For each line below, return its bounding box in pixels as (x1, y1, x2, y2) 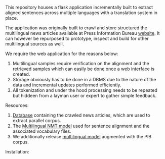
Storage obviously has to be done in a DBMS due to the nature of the (12, 77, 156, 82)
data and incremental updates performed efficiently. (12, 82, 121, 88)
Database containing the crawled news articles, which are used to (12, 112, 150, 118)
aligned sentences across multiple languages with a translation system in (5, 10, 158, 16)
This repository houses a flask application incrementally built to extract (5, 5, 153, 10)
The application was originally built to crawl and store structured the (5, 25, 148, 31)
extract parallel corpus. (12, 118, 61, 123)
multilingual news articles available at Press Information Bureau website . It (5, 30, 160, 36)
